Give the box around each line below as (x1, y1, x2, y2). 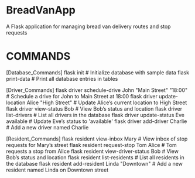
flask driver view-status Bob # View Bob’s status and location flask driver (6, 105, 183, 112)
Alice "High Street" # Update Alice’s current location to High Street (26, 99, 187, 106)
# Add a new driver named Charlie (6, 124, 89, 131)
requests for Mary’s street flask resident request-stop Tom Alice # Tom (6, 141, 177, 148)
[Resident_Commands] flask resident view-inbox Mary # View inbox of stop (6, 135, 188, 142)
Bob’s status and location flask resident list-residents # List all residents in (6, 153, 184, 161)
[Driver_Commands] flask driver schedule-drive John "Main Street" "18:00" (6, 86, 188, 94)
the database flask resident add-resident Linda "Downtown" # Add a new (6, 160, 183, 167)
